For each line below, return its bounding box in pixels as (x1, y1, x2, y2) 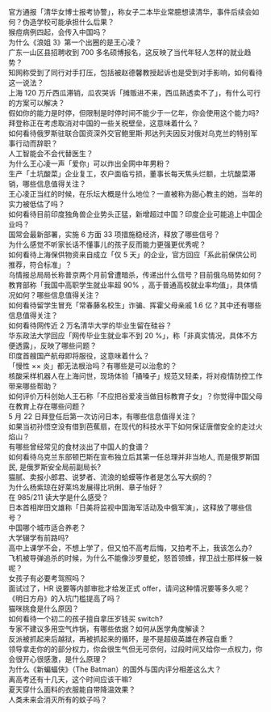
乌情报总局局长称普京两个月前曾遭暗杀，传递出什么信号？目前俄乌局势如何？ (8, 270, 263, 279)
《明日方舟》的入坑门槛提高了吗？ (8, 594, 122, 603)
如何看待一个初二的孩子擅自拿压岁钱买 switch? (8, 614, 164, 623)
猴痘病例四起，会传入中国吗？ (8, 28, 107, 36)
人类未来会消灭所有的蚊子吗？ (8, 695, 107, 704)
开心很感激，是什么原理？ (22, 655, 107, 663)
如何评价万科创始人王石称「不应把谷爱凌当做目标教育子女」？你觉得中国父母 (8, 392, 263, 400)
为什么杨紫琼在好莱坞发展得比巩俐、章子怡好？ (8, 482, 164, 492)
